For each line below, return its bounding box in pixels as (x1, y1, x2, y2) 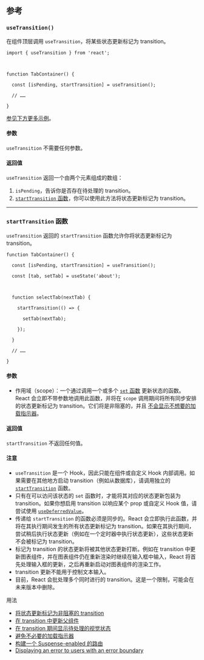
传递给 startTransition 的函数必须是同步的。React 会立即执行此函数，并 (15, 515, 197, 522)
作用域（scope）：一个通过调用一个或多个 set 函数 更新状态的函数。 (15, 386, 185, 394)
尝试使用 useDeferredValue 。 (15, 508, 87, 514)
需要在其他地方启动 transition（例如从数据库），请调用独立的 (20, 477, 171, 484)
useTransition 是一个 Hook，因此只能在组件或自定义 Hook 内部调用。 (15, 469, 190, 477)
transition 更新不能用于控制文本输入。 (15, 569, 110, 575)
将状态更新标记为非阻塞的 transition (15, 609, 104, 617)
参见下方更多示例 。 (6, 115, 55, 122)
